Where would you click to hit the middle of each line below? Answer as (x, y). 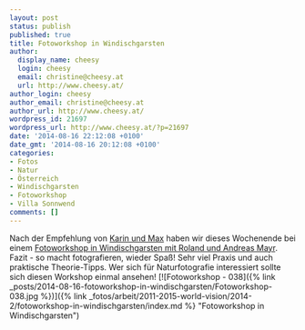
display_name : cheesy (59, 60)
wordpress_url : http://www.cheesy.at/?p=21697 (99, 128)
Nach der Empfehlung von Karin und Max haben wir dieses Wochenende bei (152, 238)
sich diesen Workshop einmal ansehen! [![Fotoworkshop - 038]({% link (142, 276)
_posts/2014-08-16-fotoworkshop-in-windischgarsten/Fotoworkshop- (141, 286)
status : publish (40, 26)
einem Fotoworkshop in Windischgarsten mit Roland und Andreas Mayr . (143, 247)
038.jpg (24, 295)
